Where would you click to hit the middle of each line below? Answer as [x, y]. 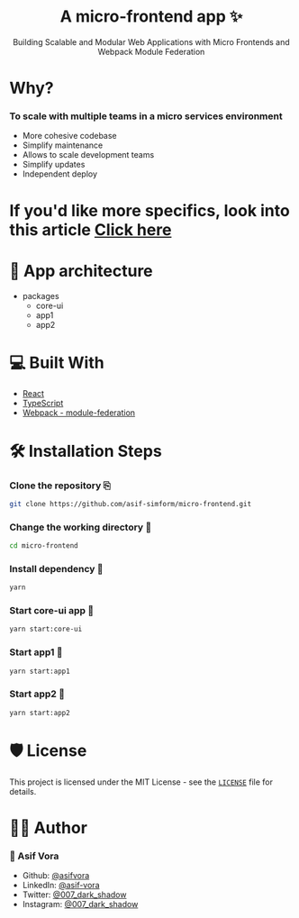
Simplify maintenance [63, 145]
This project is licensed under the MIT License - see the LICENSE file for [141, 782]
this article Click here [91, 229]
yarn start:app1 [40, 671]
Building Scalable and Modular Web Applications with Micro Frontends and [151, 41]
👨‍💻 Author [49, 827]
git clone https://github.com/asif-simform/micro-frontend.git [131, 504]
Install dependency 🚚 [56, 568]
